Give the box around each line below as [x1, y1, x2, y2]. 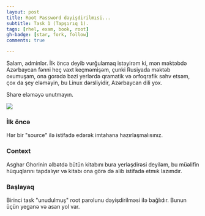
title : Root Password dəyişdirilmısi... [6, 15, 111, 21]
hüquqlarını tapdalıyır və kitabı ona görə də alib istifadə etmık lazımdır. [6, 167, 182, 174]
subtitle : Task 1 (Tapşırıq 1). [6, 20, 89, 26]
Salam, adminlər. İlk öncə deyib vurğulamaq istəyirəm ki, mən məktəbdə [6, 59, 187, 67]
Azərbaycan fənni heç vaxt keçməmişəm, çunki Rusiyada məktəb [6, 66, 171, 73]
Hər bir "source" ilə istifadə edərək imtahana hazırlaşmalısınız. [6, 132, 163, 139]
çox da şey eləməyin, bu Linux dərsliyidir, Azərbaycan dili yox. [6, 79, 163, 86]
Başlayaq [6, 182, 35, 191]
